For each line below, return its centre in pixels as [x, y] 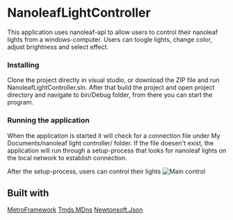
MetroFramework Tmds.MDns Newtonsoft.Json [75, 210]
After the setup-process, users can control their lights [84, 171]
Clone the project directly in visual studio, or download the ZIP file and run [113, 80]
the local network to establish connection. [67, 157]
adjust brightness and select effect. [58, 47]
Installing [23, 65]
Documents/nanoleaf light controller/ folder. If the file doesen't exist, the [111, 143]
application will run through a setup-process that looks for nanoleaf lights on [117, 150]
